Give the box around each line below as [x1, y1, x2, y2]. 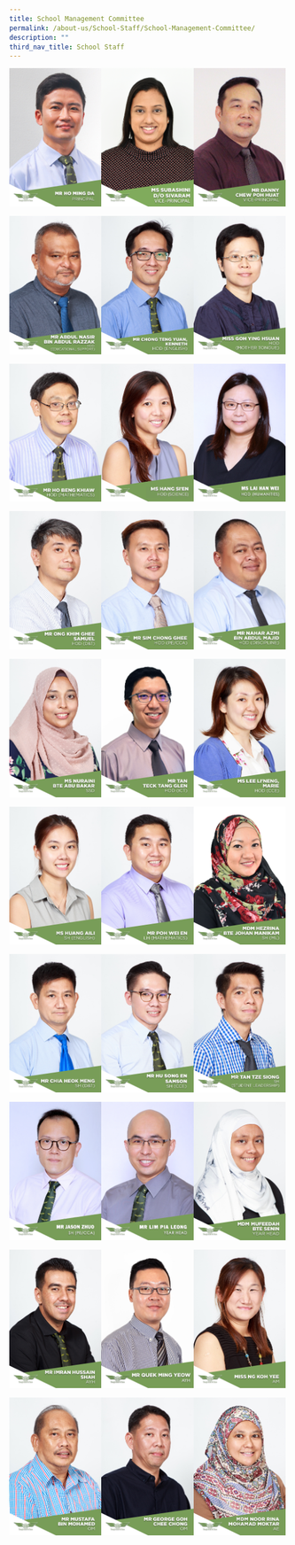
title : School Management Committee [9, 14, 144, 23]
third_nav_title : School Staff [9, 43, 125, 51]
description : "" [9, 33, 69, 42]
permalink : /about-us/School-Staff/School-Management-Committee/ [9, 23, 255, 33]
